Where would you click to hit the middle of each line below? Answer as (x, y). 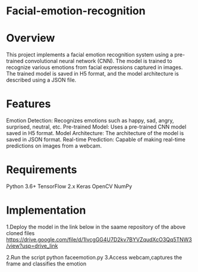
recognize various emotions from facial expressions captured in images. (95, 67)
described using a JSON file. (41, 80)
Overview (31, 38)
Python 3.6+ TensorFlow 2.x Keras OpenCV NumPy (69, 186)
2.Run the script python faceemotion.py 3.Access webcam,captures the (94, 257)
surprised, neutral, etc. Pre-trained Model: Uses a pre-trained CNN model (96, 127)
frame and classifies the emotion (46, 264)
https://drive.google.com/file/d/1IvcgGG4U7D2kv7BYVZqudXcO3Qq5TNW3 (99, 239)
